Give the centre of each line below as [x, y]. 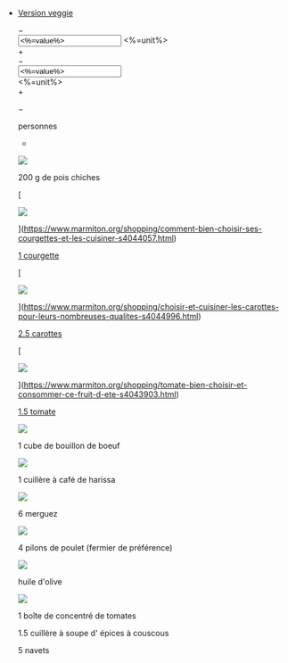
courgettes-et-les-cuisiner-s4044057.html [95, 238]
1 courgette [38, 255]
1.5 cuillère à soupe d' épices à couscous [93, 633]
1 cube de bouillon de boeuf [69, 446]
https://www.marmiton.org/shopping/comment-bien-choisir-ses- [143, 228]
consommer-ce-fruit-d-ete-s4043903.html [97, 394]
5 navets [33, 650]
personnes [37, 126]
